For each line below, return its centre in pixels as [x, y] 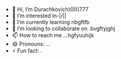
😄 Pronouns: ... [31, 44]
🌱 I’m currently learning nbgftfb [51, 22]
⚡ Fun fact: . [27, 51]
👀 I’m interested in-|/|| [39, 16]
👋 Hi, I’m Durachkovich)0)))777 [50, 9]
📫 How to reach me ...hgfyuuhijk [53, 35]
